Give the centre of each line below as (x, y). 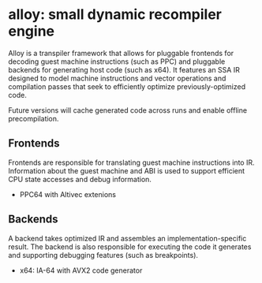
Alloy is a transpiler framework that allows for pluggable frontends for (121, 53)
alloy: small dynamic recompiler (115, 15)
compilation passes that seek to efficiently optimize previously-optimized (127, 86)
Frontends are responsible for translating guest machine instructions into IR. (131, 162)
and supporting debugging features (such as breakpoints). (103, 255)
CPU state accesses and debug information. (80, 179)
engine (32, 31)
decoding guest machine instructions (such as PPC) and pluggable (117, 61)
